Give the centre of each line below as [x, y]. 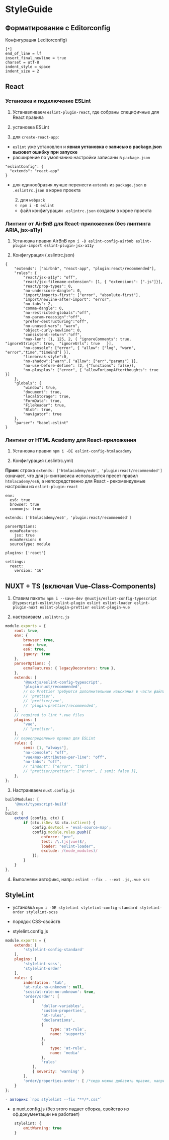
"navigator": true [43, 414]
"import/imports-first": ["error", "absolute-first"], [82, 295]
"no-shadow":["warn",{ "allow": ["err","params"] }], [81, 361]
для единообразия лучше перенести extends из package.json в [79, 184]
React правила [28, 117]
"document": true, [43, 392]
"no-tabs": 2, [38, 304]
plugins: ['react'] [26, 553]
